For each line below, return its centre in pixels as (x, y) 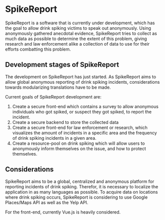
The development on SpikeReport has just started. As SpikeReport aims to (81, 77)
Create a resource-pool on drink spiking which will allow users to (79, 143)
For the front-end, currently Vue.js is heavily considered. (63, 212)
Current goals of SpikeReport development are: (53, 97)
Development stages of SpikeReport (62, 65)
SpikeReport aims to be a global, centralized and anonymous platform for (80, 181)
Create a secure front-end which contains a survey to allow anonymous (85, 106)
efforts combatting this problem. (38, 49)
